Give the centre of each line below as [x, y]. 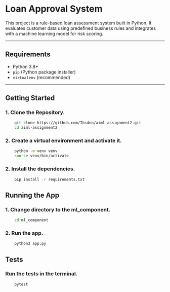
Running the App [32, 195]
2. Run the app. [24, 233]
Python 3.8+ [26, 66]
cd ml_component [32, 220]
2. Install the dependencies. [40, 169]
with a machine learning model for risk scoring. [54, 33]
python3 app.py [30, 244]
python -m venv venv [36, 151]
